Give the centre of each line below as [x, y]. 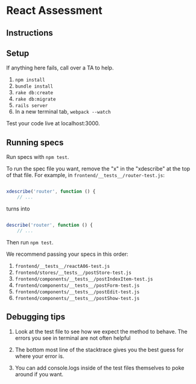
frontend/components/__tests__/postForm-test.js [77, 285]
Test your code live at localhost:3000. [53, 123]
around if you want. [39, 374]
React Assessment [54, 11]
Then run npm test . [30, 242]
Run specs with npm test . [38, 157]
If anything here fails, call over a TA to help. [60, 68]
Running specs [35, 142]
